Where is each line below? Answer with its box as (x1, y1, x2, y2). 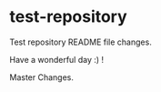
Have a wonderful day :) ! (9, 54, 105, 65)
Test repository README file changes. (9, 36, 152, 47)
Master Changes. (9, 71, 75, 83)
